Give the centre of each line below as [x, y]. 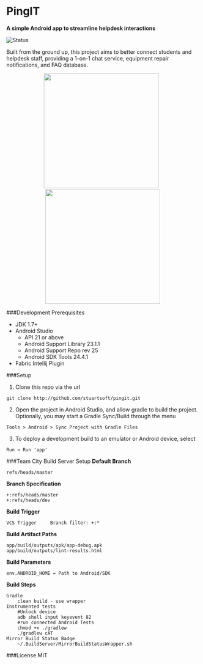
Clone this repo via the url [48, 387]
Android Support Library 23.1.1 [62, 344]
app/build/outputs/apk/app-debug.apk [54, 545]
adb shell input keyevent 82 [54, 617]
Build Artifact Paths [31, 534]
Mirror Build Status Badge [41, 638]
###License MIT [27, 655]
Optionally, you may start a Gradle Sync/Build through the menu [95, 416]
